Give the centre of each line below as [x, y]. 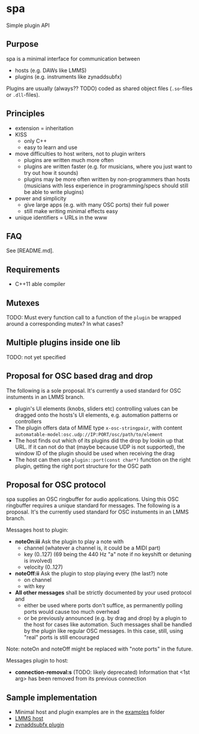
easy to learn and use [51, 147]
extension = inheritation [44, 128]
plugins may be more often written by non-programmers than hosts [107, 179]
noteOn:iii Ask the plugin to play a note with [69, 542]
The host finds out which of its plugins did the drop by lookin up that [99, 440]
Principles [25, 114]
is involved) [38, 561]
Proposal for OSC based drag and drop [79, 376]
